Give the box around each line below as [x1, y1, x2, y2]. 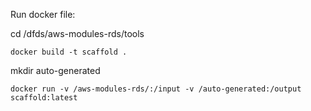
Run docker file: [10, 9, 76, 20]
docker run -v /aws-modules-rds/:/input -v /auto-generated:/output [10, 84, 302, 94]
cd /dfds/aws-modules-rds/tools [10, 28, 145, 39]
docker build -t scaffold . [10, 47, 128, 57]
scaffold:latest [10, 93, 78, 103]
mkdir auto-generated [10, 65, 101, 76]
